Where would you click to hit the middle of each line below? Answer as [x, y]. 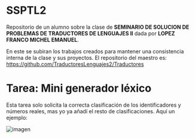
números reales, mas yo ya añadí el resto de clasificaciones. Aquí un [91, 111]
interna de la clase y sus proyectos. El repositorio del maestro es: [86, 58]
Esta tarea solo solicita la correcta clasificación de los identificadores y [94, 105]
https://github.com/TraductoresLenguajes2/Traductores [75, 64]
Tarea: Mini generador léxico [79, 88]
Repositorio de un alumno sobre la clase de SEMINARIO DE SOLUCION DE [98, 27]
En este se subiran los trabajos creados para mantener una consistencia [95, 51]
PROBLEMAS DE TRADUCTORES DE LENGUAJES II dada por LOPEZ [91, 33]
